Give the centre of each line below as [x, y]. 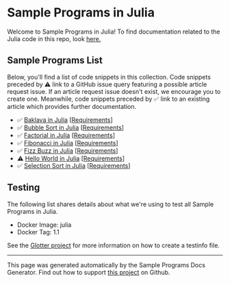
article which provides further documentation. [72, 106]
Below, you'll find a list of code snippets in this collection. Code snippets [109, 77]
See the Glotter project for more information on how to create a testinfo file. [114, 245]
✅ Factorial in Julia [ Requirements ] [66, 135]
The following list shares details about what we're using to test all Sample [111, 204]
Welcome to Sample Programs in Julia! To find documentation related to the [114, 32]
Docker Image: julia [44, 225]
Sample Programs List [55, 61]
